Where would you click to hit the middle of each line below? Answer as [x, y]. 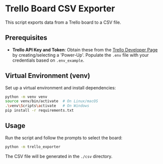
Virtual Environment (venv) [48, 76]
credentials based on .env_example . [48, 60]
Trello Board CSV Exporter [60, 9]
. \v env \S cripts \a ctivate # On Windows [47, 106]
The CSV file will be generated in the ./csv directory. [59, 156]
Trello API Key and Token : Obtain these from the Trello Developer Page [85, 49]
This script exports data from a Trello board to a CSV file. [63, 22]
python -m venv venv [26, 97]
